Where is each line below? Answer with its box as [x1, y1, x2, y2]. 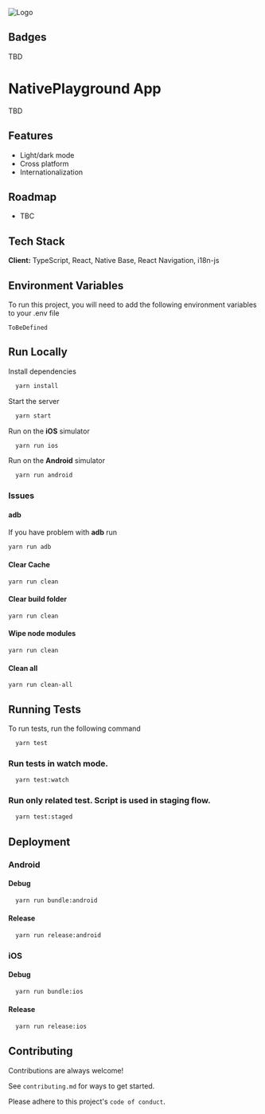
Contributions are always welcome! [8, 1065, 124, 1075]
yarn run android [15, 471, 73, 480]
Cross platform [19, 159, 69, 168]
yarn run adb [8, 543, 52, 551]
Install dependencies [8, 367, 77, 376]
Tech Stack [8, 234, 65, 248]
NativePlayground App [8, 80, 162, 97]
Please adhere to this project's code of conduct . [8, 1096, 166, 1106]
